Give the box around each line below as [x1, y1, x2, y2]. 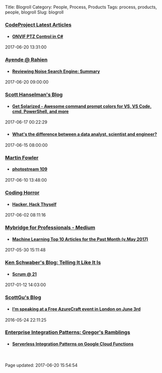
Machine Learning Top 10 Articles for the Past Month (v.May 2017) [12, 236, 148, 242]
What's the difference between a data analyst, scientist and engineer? [12, 131, 157, 137]
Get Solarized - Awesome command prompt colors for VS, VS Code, [12, 103, 152, 109]
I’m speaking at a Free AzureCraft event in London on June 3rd [12, 306, 141, 312]
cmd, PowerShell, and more [12, 108, 69, 114]
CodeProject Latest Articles [5, 21, 72, 28]
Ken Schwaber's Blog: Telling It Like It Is [5, 259, 101, 266]
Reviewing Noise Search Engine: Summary [12, 68, 100, 74]
